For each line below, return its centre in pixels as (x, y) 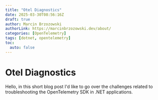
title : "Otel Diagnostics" (33, 10)
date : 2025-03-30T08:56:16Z (35, 15)
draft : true (18, 19)
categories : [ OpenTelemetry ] (36, 33)
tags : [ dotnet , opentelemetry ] (38, 38)
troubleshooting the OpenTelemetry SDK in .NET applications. (69, 92)
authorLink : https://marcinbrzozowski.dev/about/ (58, 29)
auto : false (22, 47)
